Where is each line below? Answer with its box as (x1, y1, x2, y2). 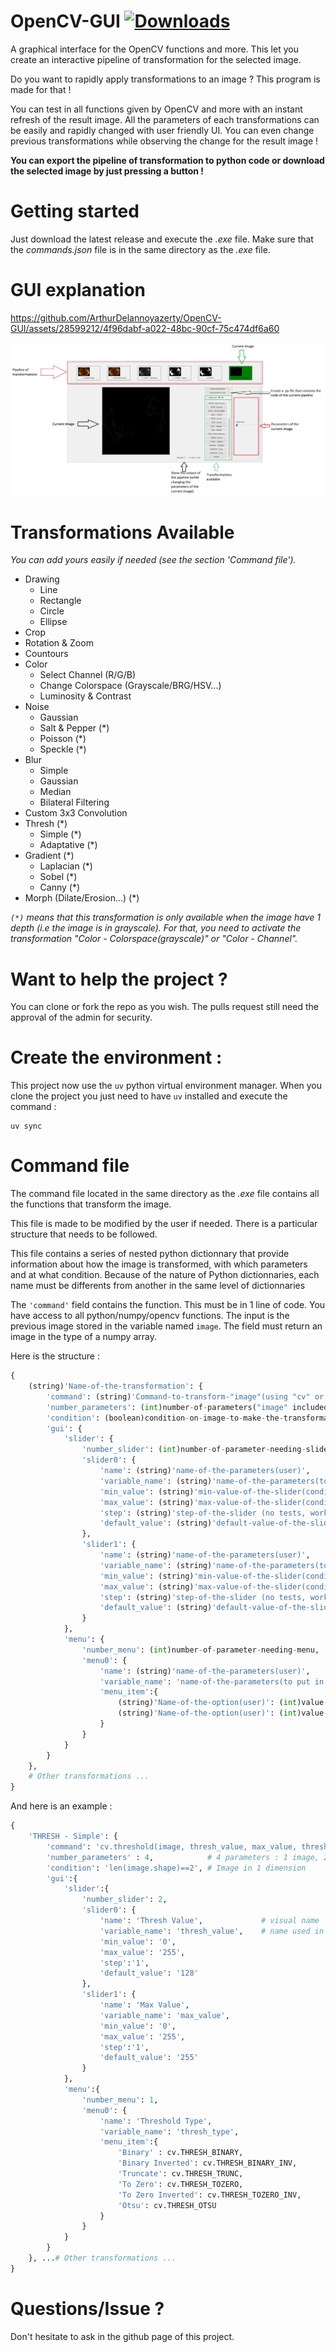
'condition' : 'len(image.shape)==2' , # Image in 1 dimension (46, 1863, 307, 1873)
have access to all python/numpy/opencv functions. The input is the (10, 1310, 290, 1322)
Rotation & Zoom (24, 637, 94, 649)
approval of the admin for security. (10, 1011, 153, 1024)
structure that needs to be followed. (10, 1228, 158, 1240)
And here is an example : (10, 1800, 113, 1812)
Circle (39, 605, 65, 617)
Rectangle (39, 595, 82, 607)
